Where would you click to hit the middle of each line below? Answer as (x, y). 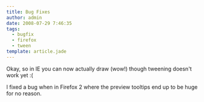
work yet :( (20, 75)
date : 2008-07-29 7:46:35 (39, 23)
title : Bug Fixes (28, 12)
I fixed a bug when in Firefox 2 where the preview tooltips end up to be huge (102, 87)
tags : (13, 29)
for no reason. (24, 93)
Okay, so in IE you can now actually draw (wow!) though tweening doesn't (99, 69)
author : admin (24, 18)
